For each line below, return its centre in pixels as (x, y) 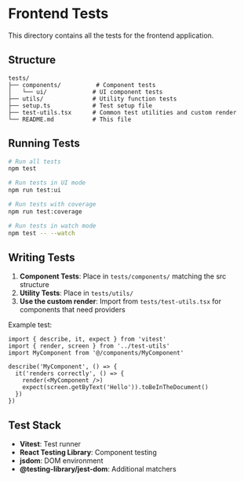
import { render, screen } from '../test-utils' (89, 346)
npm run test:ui (35, 190)
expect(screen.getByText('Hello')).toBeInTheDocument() (116, 388)
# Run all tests (35, 162)
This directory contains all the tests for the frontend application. (111, 35)
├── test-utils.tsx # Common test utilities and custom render (122, 112)
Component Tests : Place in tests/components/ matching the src (123, 276)
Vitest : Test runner (50, 444)
